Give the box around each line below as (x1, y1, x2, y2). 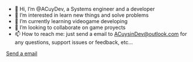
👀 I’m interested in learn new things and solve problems (14, 12, 149, 19)
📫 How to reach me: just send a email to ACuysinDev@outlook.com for (14, 31, 187, 37)
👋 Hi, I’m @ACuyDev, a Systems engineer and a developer (14, 6, 155, 12)
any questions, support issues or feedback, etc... (14, 39, 133, 46)
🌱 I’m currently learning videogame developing (14, 18, 128, 24)
